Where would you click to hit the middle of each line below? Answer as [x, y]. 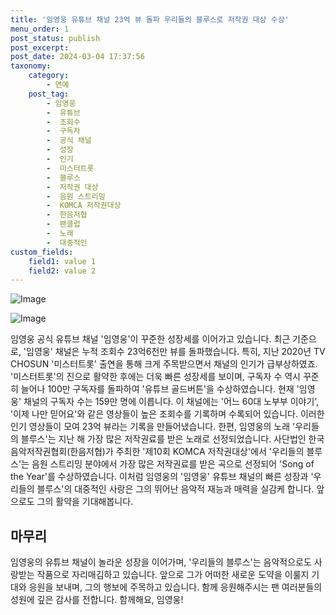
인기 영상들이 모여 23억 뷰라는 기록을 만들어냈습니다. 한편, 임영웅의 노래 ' [153, 427]
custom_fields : [42, 252]
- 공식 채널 [69, 141]
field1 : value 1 [62, 261]
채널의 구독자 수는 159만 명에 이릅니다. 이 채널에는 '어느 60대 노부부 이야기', [171, 402]
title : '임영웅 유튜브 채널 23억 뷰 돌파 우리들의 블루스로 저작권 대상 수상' [150, 19]
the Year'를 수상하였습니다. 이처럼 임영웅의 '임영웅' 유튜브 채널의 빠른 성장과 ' [162, 477]
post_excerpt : [40, 47]
